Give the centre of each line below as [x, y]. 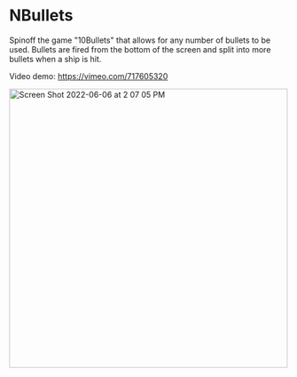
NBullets [41, 16]
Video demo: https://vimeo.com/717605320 [89, 76]
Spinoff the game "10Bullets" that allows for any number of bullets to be [140, 40]
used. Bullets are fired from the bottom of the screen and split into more [140, 49]
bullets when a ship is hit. [55, 59]
